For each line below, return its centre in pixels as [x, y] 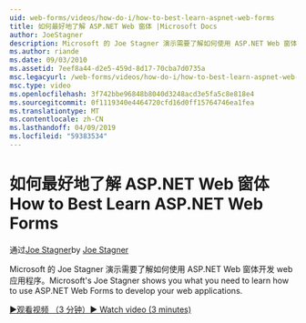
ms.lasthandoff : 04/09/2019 [63, 128]
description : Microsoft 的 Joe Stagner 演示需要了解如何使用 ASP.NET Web [145, 43]
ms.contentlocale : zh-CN [56, 119]
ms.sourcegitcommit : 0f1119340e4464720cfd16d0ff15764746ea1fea [132, 102]
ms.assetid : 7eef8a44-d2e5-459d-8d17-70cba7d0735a [107, 69]
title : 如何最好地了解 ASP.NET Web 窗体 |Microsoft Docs [113, 26]
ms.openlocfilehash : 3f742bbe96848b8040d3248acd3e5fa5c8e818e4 [132, 94]
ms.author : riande [44, 52]
